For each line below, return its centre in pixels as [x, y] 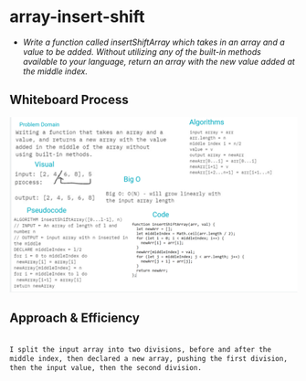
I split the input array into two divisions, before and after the [141, 349]
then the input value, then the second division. [106, 367]
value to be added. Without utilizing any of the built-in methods [142, 51]
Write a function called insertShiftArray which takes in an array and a [153, 42]
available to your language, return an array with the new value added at [158, 61]
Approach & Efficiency [74, 318]
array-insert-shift [77, 17]
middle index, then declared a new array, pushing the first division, [148, 358]
